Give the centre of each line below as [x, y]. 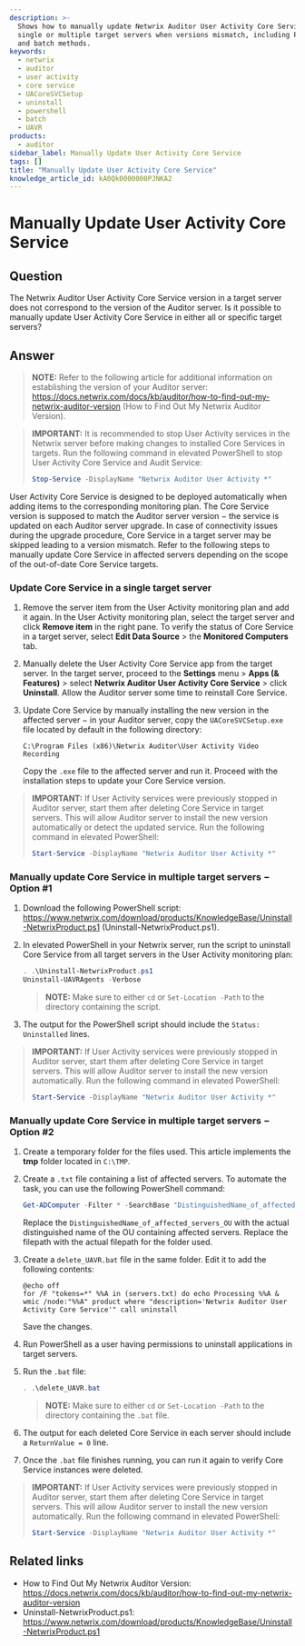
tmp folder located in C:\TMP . [76, 1162]
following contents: [58, 1270]
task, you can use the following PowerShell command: [123, 1189]
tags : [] [26, 161]
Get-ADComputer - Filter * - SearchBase [96, 1205]
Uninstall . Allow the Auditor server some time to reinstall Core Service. [155, 693]
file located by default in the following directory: [112, 730]
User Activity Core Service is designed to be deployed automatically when [148, 496]
